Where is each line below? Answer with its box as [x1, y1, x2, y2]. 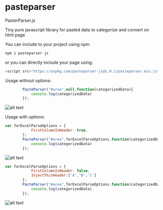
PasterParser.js [5, 17, 35, 23]
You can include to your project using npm [5, 41, 90, 47]
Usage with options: [5, 114, 45, 120]
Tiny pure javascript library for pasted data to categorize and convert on [5, 27, 149, 32]
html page [5, 32, 25, 38]
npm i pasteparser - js [5, 50, 49, 56]
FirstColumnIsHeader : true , [31, 128, 88, 133]
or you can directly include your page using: [5, 60, 93, 65]
